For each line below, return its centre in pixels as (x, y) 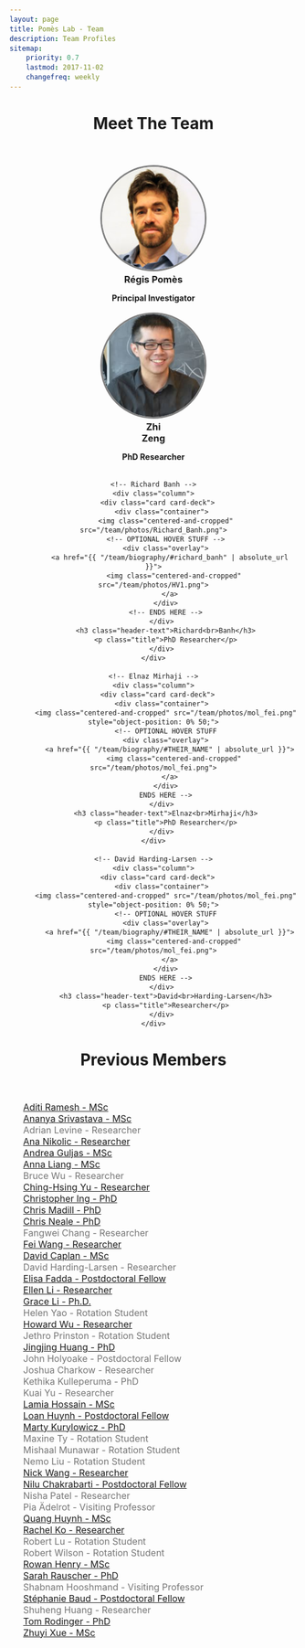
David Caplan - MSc (66, 1255)
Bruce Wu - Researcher (74, 1175)
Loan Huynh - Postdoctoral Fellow (96, 1415)
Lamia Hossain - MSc (69, 1404)
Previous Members (153, 1059)
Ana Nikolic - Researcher (76, 1141)
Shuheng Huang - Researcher (87, 1610)
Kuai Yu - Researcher (68, 1392)
